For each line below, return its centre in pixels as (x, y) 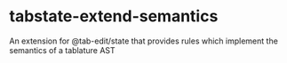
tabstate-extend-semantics (114, 16)
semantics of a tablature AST (62, 50)
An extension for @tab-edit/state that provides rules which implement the (143, 41)
